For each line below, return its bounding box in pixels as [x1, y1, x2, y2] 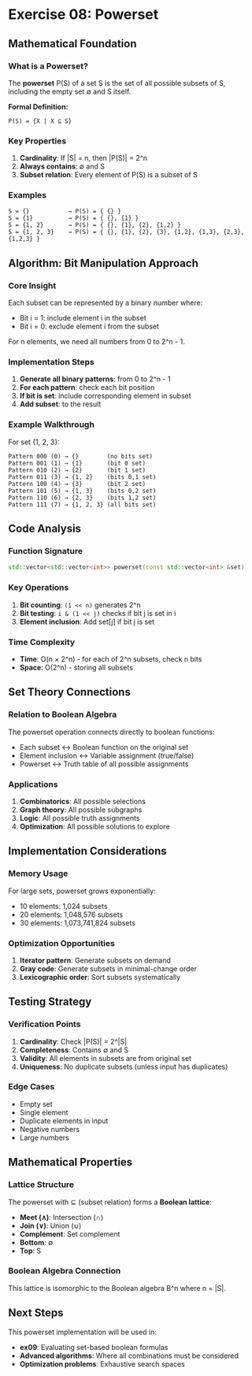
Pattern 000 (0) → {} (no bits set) [8, 452, 154, 460]
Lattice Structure [8, 1179, 75, 1190]
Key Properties [8, 135, 67, 147]
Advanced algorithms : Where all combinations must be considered [19, 1351, 239, 1360]
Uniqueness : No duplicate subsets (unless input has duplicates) [19, 1062, 228, 1071]
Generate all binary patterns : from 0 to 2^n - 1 [19, 374, 171, 384]
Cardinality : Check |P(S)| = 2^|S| [19, 1037, 128, 1046]
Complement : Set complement [19, 1229, 120, 1238]
